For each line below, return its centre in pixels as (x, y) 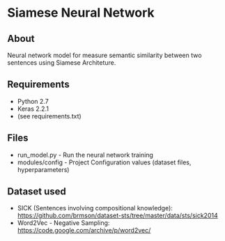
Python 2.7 (33, 101)
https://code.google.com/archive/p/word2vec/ (84, 231)
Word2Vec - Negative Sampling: (63, 223)
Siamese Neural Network (81, 13)
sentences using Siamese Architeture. (62, 63)
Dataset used (37, 192)
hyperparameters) (43, 169)
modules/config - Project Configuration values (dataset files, (104, 162)
